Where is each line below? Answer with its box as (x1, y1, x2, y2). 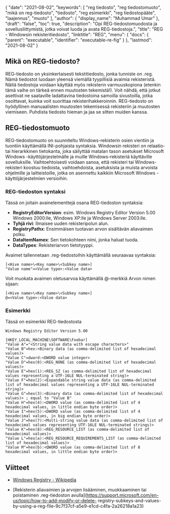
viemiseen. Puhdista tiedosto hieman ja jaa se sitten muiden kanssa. (5, 108, 149, 115)
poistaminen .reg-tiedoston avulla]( (12, 492, 87, 498)
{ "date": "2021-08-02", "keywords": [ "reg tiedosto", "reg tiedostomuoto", (5, 5, 161, 10)
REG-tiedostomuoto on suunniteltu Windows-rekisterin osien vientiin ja (5, 137, 154, 143)
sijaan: (5, 281, 19, 287)
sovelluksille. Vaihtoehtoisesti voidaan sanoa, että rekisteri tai (5, 159, 134, 165)
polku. (12, 231, 27, 237)
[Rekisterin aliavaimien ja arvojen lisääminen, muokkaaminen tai (12, 487, 147, 493)
